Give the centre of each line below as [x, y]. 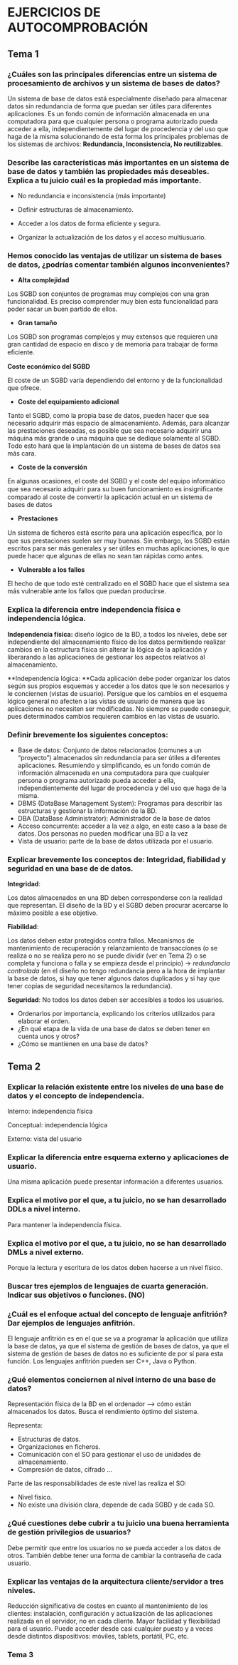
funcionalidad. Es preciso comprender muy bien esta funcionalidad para [113, 302]
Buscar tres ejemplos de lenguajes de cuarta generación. [108, 1286]
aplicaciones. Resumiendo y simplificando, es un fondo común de [114, 765]
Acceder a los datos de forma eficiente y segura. [89, 224]
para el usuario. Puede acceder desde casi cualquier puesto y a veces [110, 1629]
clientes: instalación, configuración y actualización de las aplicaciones [110, 1614]
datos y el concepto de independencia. [76, 1095]
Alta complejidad [43, 280]
